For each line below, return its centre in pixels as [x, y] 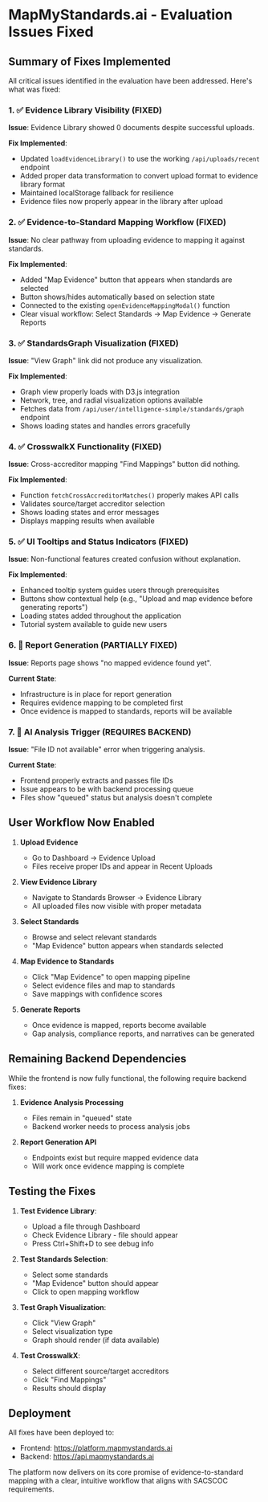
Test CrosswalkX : [50, 1355]
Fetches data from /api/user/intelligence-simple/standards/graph [132, 408]
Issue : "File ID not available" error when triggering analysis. [107, 750]
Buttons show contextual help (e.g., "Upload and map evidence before [136, 599]
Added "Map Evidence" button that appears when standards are [126, 280]
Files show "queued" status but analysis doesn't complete [116, 798]
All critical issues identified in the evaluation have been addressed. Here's [130, 81]
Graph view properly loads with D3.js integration [100, 391]
